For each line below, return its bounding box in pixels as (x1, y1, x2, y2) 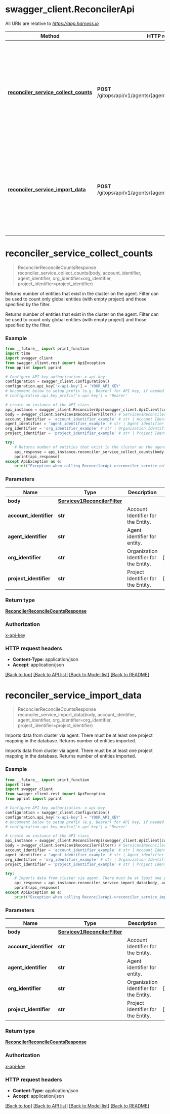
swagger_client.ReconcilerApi (5, 4, 135, 15)
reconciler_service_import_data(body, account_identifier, (17, 712, 137, 718)
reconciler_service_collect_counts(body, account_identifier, (17, 269, 142, 276)
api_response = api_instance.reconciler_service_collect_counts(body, (14, 449, 166, 455)
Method (40, 32, 60, 39)
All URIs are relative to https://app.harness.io (5, 20, 99, 26)
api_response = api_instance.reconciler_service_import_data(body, (14, 881, 159, 886)
